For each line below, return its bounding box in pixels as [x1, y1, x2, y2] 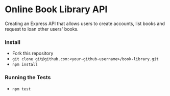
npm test [12, 86, 31, 91]
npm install [12, 62, 38, 67]
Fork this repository [12, 50, 54, 57]
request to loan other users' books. [5, 26, 79, 32]
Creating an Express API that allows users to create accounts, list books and [5, 20, 165, 27]
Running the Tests [5, 74, 51, 81]
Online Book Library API [5, 4, 108, 15]
